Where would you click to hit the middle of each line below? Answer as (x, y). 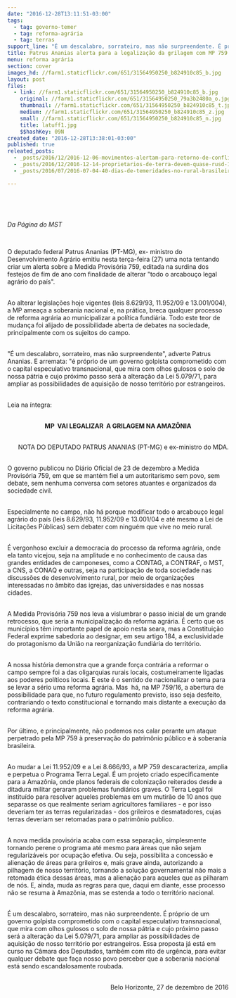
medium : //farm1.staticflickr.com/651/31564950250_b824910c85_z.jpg (122, 112)
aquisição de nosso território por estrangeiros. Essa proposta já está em (112, 943)
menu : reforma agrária (40, 60)
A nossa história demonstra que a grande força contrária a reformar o (108, 664)
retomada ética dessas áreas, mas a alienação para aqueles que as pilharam (118, 878)
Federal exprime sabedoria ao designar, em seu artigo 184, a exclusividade (115, 636)
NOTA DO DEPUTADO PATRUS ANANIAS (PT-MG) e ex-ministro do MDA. (123, 447)
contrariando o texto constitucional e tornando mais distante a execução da (117, 702)
